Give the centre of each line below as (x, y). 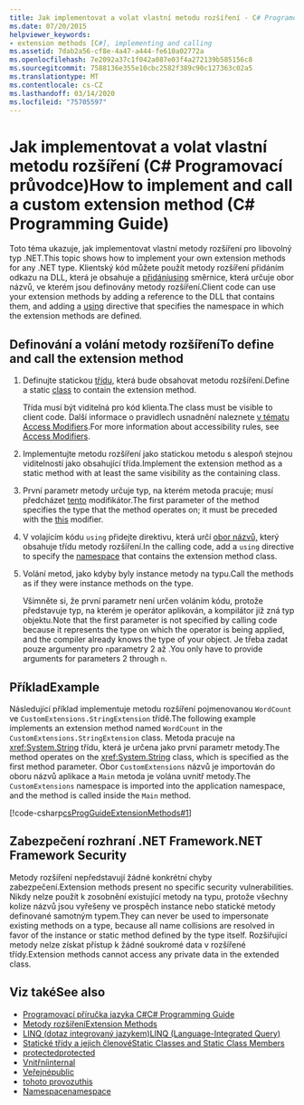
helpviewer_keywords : (50, 34)
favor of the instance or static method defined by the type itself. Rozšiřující (148, 935)
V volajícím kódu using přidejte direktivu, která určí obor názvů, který (151, 537)
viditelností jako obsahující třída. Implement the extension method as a (152, 463)
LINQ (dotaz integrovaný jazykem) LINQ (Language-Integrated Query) (152, 1034)
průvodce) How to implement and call (151, 185)
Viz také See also (57, 992)
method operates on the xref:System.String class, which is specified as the (149, 757)
